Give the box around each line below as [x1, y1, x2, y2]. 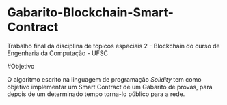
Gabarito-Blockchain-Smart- [7, 5, 174, 20]
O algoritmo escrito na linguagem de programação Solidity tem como [7, 75, 202, 83]
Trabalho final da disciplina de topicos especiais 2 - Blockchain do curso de [7, 42, 220, 50]
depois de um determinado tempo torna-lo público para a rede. [7, 90, 185, 98]
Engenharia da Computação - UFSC [7, 49, 108, 57]
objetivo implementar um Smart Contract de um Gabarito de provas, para [7, 82, 213, 91]
